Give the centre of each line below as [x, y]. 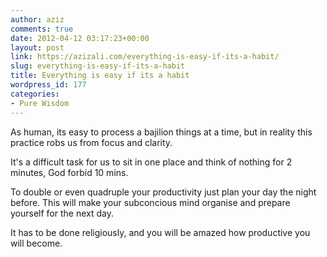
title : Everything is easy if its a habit [100, 76]
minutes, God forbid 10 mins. [69, 172]
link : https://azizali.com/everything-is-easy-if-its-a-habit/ [145, 57]
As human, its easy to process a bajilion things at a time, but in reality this [161, 132]
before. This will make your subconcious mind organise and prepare [150, 202]
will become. [36, 243]
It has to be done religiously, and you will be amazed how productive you [160, 232]
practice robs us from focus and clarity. [91, 142]
